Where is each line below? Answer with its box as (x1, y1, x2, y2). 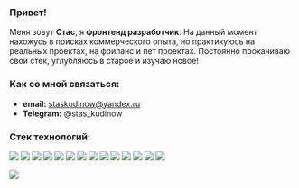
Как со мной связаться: (9, 78, 120, 91)
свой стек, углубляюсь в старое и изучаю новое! (9, 56, 199, 67)
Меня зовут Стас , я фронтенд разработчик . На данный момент (9, 27, 257, 38)
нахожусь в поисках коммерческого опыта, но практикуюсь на (9, 36, 256, 47)
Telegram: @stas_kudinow (22, 108, 123, 119)
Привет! (9, 6, 47, 19)
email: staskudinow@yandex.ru (22, 98, 141, 109)
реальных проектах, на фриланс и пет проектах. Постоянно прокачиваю (9, 46, 291, 57)
